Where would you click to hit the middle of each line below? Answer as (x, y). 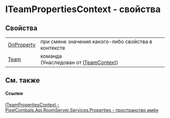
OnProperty (22, 45)
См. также (23, 80)
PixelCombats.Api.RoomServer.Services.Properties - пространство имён (82, 110)
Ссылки (14, 93)
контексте (53, 48)
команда (51, 56)
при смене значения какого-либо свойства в (96, 42)
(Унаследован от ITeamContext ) (79, 63)
